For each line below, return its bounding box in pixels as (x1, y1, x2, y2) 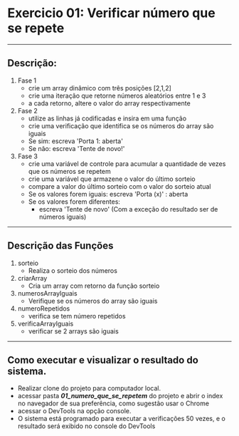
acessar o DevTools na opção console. (17, 407, 132, 415)
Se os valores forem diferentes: (28, 197, 121, 206)
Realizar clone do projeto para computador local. (17, 384, 161, 393)
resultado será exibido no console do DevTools (17, 422, 156, 430)
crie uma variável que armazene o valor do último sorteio (28, 175, 196, 183)
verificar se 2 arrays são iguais (28, 326, 119, 336)
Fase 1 (17, 76, 37, 85)
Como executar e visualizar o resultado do (7, 354, 199, 366)
